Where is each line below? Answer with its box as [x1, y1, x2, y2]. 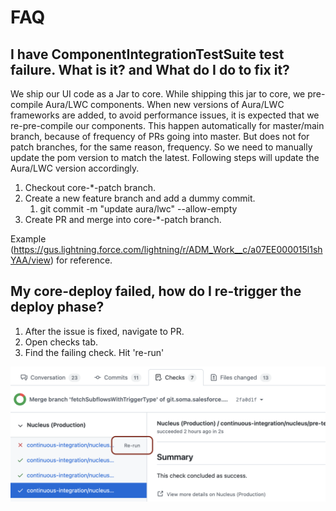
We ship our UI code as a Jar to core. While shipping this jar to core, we [10, 88, 306, 100]
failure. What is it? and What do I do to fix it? [10, 61, 290, 78]
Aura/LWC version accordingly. [10, 162, 140, 174]
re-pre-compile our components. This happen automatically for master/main [10, 120, 325, 131]
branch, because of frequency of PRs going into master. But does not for [10, 131, 310, 142]
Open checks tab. [24, 336, 99, 348]
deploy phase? [10, 299, 105, 316]
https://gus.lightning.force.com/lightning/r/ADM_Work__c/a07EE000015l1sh [13, 244, 323, 255]
